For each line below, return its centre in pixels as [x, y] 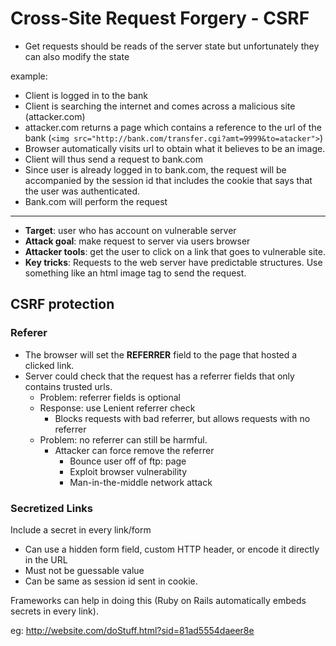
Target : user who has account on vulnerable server [130, 230]
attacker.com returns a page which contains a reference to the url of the [173, 127]
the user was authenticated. [82, 191]
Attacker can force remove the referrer [134, 450]
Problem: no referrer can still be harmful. [123, 439]
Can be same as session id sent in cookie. [111, 581]
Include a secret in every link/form [81, 529]
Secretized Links [52, 508]
